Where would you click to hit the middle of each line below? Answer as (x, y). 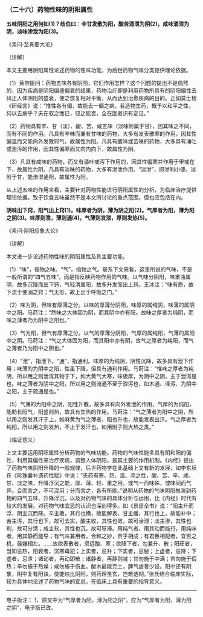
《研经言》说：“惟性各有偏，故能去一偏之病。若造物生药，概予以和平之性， (100, 106)
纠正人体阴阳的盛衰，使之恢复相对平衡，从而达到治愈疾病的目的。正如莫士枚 (101, 98)
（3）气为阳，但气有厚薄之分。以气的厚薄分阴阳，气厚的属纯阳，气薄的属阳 (101, 333)
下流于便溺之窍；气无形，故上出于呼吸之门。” (62, 292)
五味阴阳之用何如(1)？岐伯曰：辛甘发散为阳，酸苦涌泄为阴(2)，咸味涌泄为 (98, 24)
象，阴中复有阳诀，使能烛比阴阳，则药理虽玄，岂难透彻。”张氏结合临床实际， (101, 574)
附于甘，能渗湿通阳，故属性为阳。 (49, 177)
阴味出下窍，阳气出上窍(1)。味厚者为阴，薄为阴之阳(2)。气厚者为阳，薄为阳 (100, 210)
